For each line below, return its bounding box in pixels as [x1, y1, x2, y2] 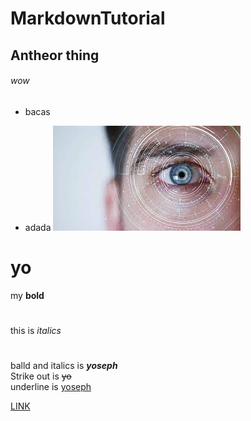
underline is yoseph [10, 381, 92, 393]
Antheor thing [10, 47, 100, 64]
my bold [10, 289, 45, 301]
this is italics [10, 324, 62, 336]
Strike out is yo [10, 370, 72, 382]
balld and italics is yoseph [10, 360, 118, 372]
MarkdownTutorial [10, 7, 166, 30]
